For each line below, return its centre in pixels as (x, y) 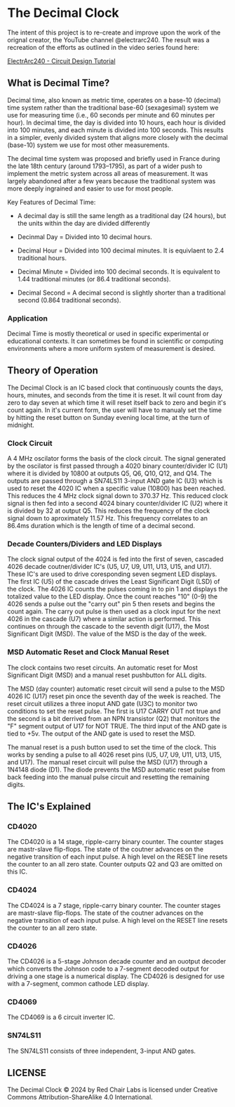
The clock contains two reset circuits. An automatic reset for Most (102, 667)
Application (27, 318)
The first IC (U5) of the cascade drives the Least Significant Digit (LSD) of (114, 582)
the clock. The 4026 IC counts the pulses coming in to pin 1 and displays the (117, 589)
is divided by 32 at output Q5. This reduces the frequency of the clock (109, 511)
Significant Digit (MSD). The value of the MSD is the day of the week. (107, 634)
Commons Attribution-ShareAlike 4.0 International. (80, 1097)
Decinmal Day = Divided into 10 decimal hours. (85, 236)
